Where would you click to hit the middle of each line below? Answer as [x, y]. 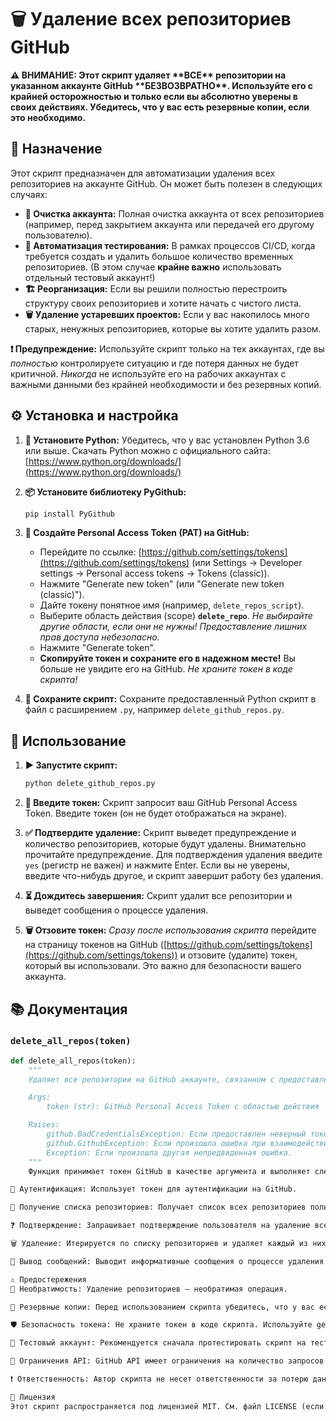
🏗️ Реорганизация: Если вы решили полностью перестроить [156, 288]
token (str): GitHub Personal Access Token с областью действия [183, 1107]
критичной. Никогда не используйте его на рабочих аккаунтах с [148, 373]
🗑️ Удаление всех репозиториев [151, 19]
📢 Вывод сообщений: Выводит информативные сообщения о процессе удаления [167, 1261]
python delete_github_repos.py [90, 784]
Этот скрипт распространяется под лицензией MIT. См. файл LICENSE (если [167, 1406]
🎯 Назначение [56, 149]
